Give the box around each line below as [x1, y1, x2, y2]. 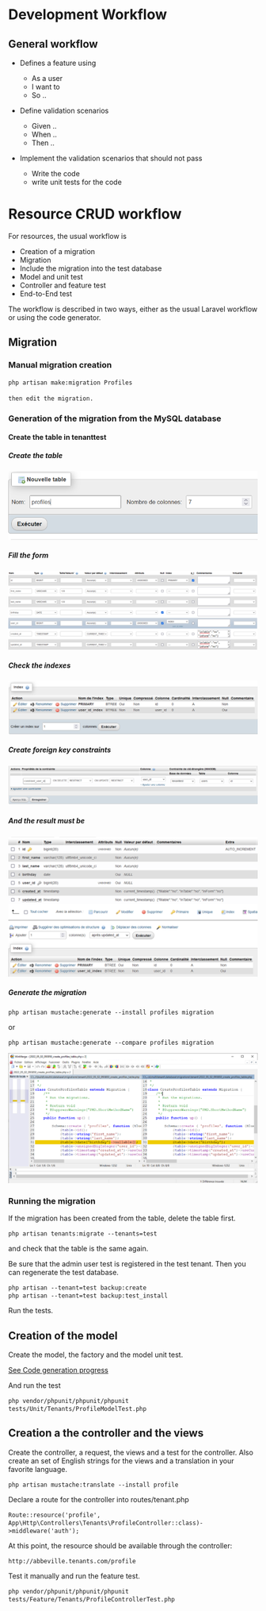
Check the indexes [8, 661, 71, 670]
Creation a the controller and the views [8, 1427, 204, 1440]
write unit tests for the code [31, 177, 123, 187]
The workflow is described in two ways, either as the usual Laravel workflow [8, 304, 258, 314]
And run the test [8, 1381, 61, 1390]
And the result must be [8, 816, 85, 826]
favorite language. [8, 1464, 67, 1474]
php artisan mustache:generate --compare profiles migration [8, 1039, 215, 1047]
